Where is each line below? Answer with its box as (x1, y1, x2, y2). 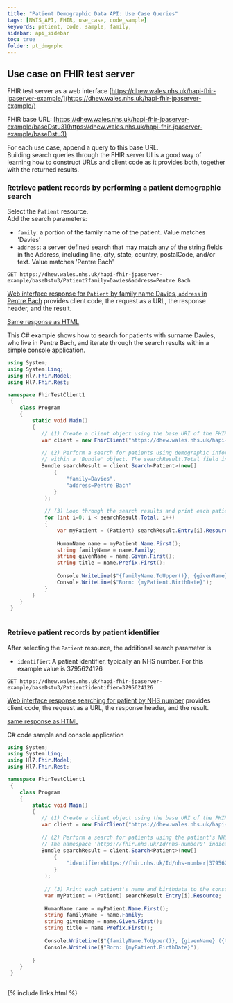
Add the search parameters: (7, 215, 87, 223)
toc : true (7, 36, 36, 43)
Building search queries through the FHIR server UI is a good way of (7, 150, 202, 159)
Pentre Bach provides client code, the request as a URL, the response (7, 297, 206, 305)
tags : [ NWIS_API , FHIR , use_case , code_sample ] (7, 17, 148, 24)
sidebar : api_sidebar (7, 29, 70, 37)
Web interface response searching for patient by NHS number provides (7, 696, 211, 705)
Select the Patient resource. (7, 207, 89, 216)
